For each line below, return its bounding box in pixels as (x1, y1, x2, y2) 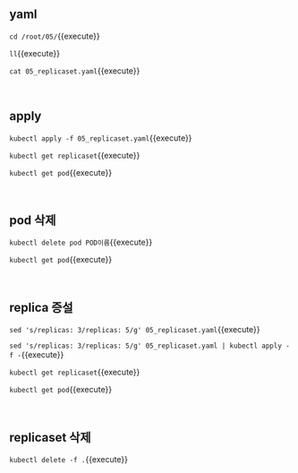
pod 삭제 (9, 213, 56, 228)
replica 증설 (9, 299, 73, 315)
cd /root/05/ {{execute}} (9, 30, 100, 41)
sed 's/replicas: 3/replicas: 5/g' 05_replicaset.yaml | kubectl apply (9, 341, 282, 351)
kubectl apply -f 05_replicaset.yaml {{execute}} (9, 133, 192, 143)
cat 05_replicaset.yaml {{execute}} (9, 65, 140, 76)
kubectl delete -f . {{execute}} (9, 454, 128, 465)
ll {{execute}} (9, 47, 61, 58)
